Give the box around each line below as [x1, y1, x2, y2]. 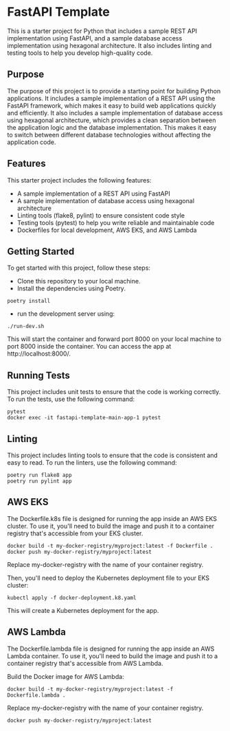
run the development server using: [16, 310, 115, 318]
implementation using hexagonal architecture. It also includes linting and [7, 41, 212, 49]
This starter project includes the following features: [7, 176, 152, 184]
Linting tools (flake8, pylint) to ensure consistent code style [16, 211, 185, 220]
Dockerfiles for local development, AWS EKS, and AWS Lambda [16, 226, 197, 234]
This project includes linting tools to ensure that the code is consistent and [7, 451, 218, 459]
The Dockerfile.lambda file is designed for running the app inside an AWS [7, 645, 215, 653]
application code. [7, 138, 56, 146]
